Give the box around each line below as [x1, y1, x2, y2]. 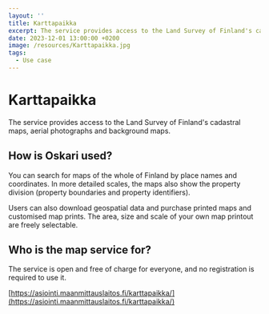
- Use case [15, 57, 52, 65]
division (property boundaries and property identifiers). [8, 187, 191, 197]
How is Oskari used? [8, 149, 113, 163]
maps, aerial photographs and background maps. [8, 126, 171, 135]
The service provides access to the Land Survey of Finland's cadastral [8, 117, 241, 127]
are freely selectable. [8, 219, 78, 229]
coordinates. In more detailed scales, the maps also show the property [8, 179, 241, 188]
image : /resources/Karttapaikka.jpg [8, 42, 130, 50]
